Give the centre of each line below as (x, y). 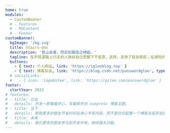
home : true (17, 10)
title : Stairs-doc (29, 48)
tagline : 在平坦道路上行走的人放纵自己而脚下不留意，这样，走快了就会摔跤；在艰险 (86, 57)
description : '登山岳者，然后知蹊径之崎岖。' (53, 52)
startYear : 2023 (27, 90)
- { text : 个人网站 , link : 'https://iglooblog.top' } (71, 66)
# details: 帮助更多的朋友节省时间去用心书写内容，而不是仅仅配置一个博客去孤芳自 (84, 114)
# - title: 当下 (22, 109)
